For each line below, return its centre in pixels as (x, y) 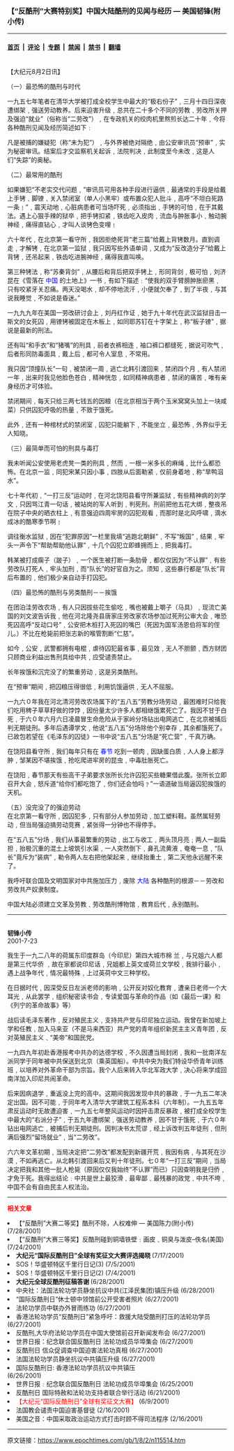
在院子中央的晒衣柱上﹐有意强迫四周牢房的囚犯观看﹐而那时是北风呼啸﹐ (111, 512)
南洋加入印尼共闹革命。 (41, 1078)
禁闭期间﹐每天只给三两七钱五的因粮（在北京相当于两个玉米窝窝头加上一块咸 (117, 400)
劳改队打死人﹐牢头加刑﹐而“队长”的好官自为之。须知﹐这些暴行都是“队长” (113, 568)
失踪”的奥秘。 (36, 159)
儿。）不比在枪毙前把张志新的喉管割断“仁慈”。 (72, 633)
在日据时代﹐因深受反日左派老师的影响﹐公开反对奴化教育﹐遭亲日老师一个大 (117, 988)
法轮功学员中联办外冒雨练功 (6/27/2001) (73, 1308)
